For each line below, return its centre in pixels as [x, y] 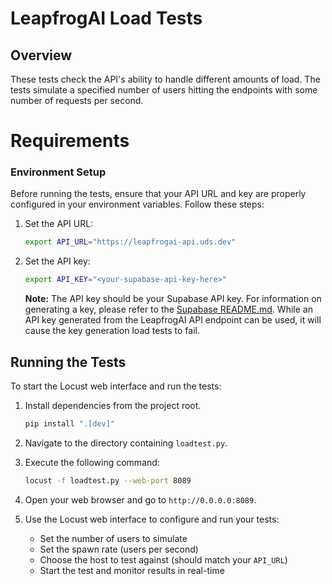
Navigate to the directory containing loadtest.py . [126, 443]
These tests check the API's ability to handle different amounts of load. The [165, 79]
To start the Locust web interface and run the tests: [116, 386]
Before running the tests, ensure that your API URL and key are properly [158, 194]
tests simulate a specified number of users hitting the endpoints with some [164, 90]
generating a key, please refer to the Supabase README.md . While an [168, 309]
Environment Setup [58, 172]
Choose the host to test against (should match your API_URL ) [163, 559]
